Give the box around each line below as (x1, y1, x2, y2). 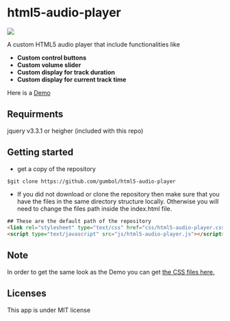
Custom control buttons (16, 53, 87, 62)
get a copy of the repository (16, 164, 96, 172)
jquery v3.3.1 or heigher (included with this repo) (7, 127, 144, 135)
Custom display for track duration (16, 68, 115, 76)
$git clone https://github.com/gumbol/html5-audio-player (7, 178, 176, 185)
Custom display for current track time (16, 75, 127, 84)
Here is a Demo (7, 88, 51, 97)
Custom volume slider (16, 60, 81, 69)
